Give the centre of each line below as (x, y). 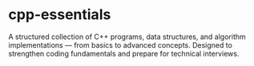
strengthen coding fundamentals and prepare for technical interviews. (124, 53)
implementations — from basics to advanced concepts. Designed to (120, 45)
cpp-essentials (60, 15)
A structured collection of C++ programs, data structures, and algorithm (127, 37)
